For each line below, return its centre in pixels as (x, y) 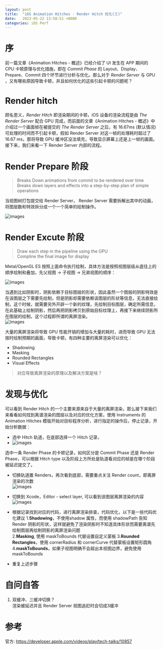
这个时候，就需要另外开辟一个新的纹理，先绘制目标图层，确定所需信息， (86, 304)
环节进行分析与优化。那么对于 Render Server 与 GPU (103, 75)
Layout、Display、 (122, 69)
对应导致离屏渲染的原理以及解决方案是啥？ (59, 373)
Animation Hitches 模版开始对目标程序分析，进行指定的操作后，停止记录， (79, 421)
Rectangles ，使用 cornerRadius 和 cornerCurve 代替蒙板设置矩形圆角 (82, 542)
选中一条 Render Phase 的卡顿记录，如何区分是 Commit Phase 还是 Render (80, 452)
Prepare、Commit (23, 75)
